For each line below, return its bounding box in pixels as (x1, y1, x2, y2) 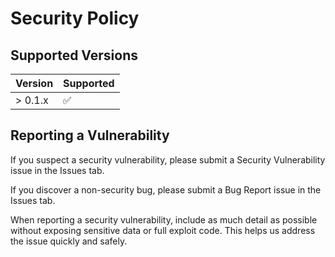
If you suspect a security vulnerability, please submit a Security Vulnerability (10, 153, 326, 166)
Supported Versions (10, 47, 138, 64)
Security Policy (10, 7, 140, 30)
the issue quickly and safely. (10, 235, 128, 247)
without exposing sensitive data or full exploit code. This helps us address (10, 224, 316, 236)
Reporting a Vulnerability (10, 127, 170, 144)
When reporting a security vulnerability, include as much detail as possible (10, 213, 318, 226)
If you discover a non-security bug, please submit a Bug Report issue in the (10, 183, 322, 196)
